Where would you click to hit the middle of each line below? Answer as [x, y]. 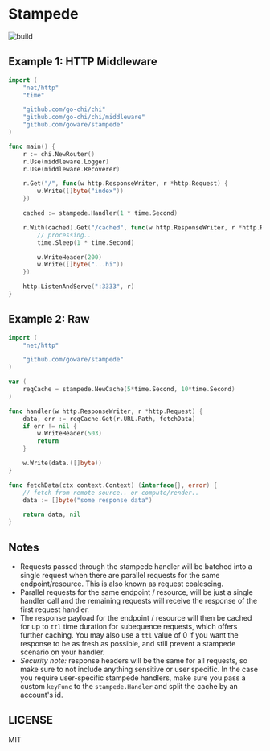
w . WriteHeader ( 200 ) [70, 257]
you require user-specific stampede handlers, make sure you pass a [133, 678]
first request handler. [55, 609]
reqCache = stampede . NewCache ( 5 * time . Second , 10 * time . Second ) [129, 390]
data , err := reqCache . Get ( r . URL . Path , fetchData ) [109, 419]
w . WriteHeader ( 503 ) [70, 434]
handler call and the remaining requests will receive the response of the [139, 601]
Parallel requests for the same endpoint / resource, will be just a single [136, 592]
